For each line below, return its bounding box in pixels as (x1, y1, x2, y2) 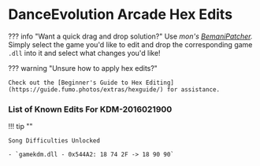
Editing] (145, 79, 175, 87)
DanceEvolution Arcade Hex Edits (8, 6, 233, 24)
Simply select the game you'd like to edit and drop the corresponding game (8, 39, 253, 49)
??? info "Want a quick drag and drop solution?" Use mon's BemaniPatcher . (8, 31, 254, 41)
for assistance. (166, 85, 221, 94)
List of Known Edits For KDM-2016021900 (8, 104, 173, 115)
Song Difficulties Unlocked (8, 137, 101, 145)
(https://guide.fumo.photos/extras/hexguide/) (8, 85, 164, 94)
